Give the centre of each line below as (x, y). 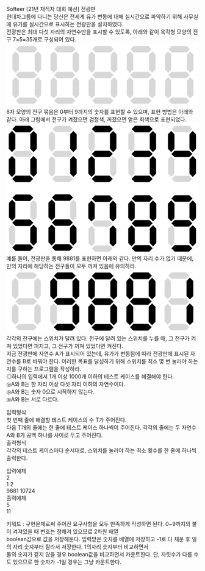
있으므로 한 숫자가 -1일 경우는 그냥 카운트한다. (67, 562)
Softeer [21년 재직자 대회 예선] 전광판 (51, 9)
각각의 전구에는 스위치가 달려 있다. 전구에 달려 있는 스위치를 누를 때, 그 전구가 (98, 339)
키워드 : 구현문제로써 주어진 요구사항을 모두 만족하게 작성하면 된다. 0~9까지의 (99, 524)
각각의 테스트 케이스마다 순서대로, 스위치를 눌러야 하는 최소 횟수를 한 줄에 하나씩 (102, 450)
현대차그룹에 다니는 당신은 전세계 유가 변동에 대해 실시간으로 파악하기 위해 (94, 16)
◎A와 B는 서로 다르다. (33, 399)
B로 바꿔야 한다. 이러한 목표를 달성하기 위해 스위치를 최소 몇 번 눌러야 (105, 361)
